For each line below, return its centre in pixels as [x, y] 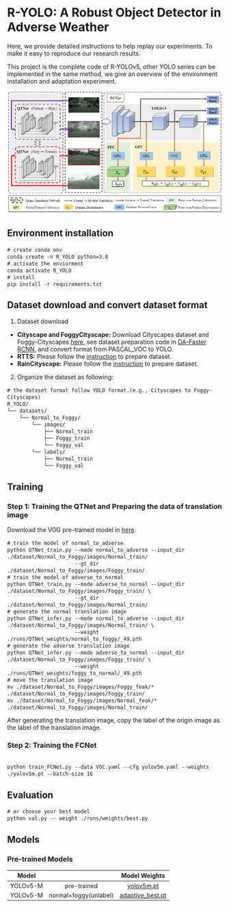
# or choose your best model [49, 812]
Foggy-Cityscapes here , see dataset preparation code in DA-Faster [111, 342]
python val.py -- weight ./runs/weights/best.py [78, 819]
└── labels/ [49, 452]
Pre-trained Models [40, 859]
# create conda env [35, 250]
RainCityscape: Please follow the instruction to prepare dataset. [108, 364]
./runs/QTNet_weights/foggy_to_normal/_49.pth [75, 673]
